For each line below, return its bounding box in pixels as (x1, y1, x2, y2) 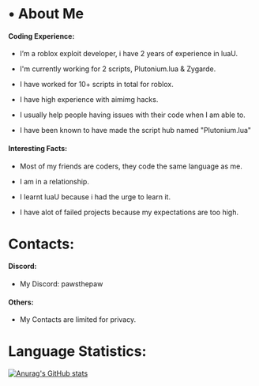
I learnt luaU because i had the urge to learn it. (19, 191, 171, 202)
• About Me (8, 5, 84, 23)
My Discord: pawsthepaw (19, 278, 103, 289)
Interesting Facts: (8, 143, 68, 153)
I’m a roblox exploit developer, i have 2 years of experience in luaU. (19, 49, 238, 59)
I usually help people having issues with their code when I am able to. (19, 110, 246, 119)
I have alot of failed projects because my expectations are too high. (19, 207, 239, 217)
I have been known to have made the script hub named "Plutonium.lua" (19, 126, 251, 135)
